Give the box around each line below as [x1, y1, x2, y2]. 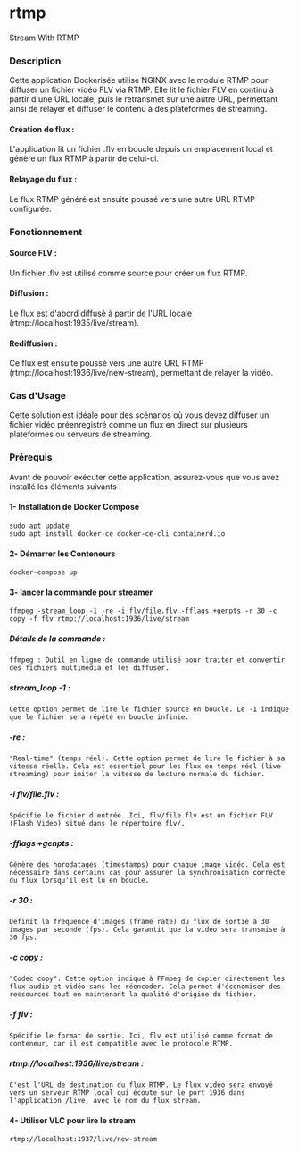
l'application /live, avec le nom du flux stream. [9, 1097, 202, 1105]
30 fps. [9, 933, 38, 942]
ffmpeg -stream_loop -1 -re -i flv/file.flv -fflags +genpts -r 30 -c [9, 606, 277, 615]
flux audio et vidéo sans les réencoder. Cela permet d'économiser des [9, 982, 281, 991]
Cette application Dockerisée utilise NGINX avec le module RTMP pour [9, 75, 269, 86]
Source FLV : [9, 248, 58, 258]
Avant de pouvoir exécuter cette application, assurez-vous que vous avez [9, 471, 279, 482]
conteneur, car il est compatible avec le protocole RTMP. [9, 1039, 234, 1048]
